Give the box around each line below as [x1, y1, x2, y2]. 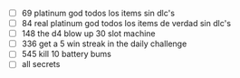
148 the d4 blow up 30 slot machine [21, 28, 156, 39]
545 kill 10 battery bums [21, 49, 112, 60]
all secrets [21, 59, 61, 70]
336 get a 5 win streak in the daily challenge [21, 38, 187, 49]
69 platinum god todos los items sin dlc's [21, 8, 176, 18]
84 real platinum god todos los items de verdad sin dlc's [21, 18, 232, 29]
